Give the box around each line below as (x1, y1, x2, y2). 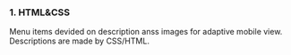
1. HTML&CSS (9, 6, 71, 19)
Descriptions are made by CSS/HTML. (9, 35, 150, 46)
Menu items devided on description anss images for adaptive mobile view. (9, 27, 283, 37)
